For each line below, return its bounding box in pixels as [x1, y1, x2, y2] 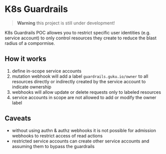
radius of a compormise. [4, 40, 55, 46]
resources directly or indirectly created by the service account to [11, 78, 146, 84]
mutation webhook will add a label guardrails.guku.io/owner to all [11, 73, 148, 79]
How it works [4, 55, 46, 63]
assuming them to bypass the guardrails [11, 143, 95, 149]
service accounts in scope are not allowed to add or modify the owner [11, 94, 156, 100]
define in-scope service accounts [11, 68, 82, 74]
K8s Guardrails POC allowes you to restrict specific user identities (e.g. [4, 29, 151, 35]
